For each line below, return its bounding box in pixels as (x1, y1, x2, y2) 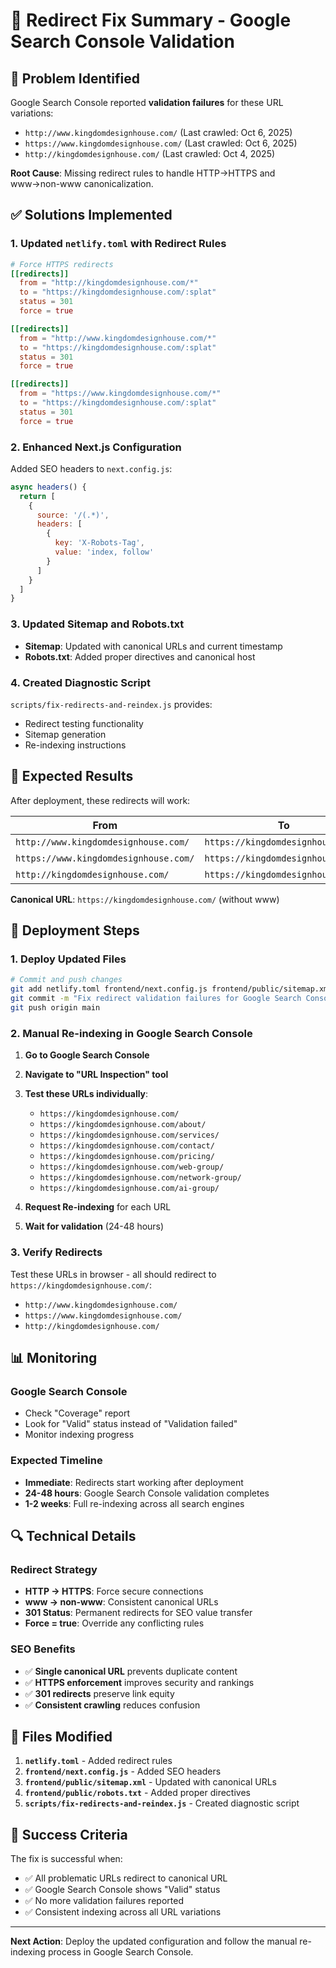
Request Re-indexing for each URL (24, 1201, 172, 1213)
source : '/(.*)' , (36, 510, 110, 520)
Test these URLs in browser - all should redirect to (10, 1268, 217, 1280)
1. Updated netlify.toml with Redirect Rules (10, 237, 227, 251)
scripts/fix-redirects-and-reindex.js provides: (10, 698, 213, 710)
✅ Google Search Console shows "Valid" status (24, 1884, 221, 1896)
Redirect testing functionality (24, 717, 144, 729)
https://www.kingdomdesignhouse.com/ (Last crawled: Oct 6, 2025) (24, 137, 298, 149)
